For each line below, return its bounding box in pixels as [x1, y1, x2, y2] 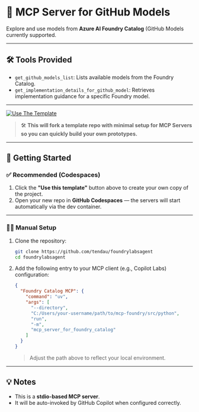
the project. [14, 190, 43, 198]
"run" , [30, 316, 47, 322]
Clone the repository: [14, 237, 67, 244]
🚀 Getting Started [6, 153, 72, 163]
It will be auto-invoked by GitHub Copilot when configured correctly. [14, 399, 182, 406]
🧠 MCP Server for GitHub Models [6, 5, 171, 19]
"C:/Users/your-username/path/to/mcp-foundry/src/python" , [30, 310, 179, 316]
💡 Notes [6, 377, 37, 387]
